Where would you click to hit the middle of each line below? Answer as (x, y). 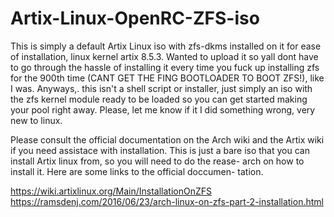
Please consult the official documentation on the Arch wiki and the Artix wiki (167, 139)
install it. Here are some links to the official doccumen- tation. (137, 171)
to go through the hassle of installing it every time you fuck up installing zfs (165, 67)
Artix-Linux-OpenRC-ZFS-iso (135, 18)
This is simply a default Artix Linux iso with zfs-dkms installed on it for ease (166, 46)
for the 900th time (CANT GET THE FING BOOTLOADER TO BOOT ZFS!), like (167, 78)
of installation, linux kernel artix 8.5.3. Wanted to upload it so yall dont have (164, 56)
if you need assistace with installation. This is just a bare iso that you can (160, 150)
